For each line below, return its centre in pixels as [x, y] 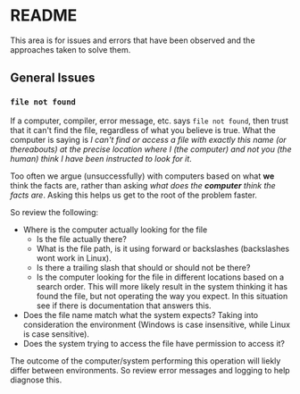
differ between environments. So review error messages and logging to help [150, 370]
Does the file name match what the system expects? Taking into [141, 314]
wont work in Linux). [74, 258]
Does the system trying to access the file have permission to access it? [154, 343]
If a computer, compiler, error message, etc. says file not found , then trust [150, 121]
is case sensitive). [56, 334]
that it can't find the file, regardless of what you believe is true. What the [143, 130]
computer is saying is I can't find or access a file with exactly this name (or [148, 139]
